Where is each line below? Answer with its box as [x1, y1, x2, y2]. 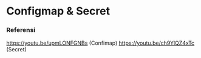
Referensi [6, 26, 35, 34]
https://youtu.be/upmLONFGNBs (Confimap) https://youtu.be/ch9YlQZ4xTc [6, 39, 195, 47]
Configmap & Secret [6, 4, 111, 18]
